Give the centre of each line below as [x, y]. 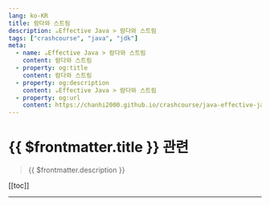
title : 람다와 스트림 [39, 23]
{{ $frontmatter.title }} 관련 [98, 147]
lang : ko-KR [28, 16]
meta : [17, 46]
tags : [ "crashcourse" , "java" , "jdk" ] [73, 38]
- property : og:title [52, 68]
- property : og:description [63, 83]
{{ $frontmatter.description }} [76, 170]
